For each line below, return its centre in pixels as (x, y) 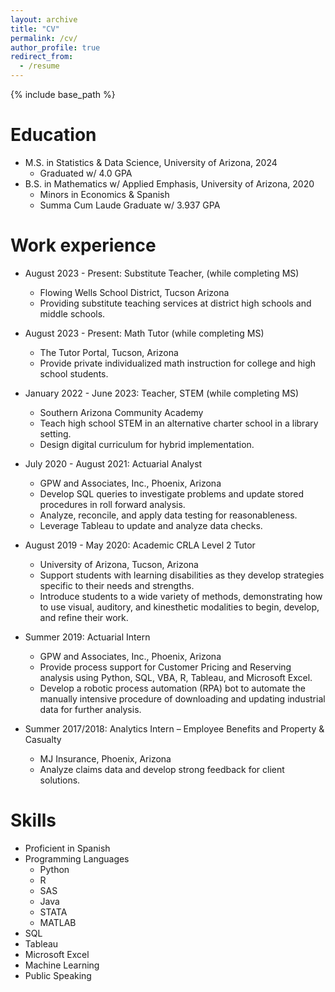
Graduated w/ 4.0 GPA (86, 173)
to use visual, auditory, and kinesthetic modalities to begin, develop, (179, 607)
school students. (74, 373)
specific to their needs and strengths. (117, 585)
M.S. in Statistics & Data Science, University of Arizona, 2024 (151, 162)
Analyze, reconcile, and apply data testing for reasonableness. (168, 515)
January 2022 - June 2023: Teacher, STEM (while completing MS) (162, 393)
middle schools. (72, 313)
